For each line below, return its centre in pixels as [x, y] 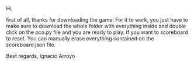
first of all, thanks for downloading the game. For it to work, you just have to [97, 20]
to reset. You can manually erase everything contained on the [80, 38]
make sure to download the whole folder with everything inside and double [96, 26]
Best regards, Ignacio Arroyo [41, 56]
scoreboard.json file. [31, 45]
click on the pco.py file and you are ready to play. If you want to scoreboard [97, 32]
